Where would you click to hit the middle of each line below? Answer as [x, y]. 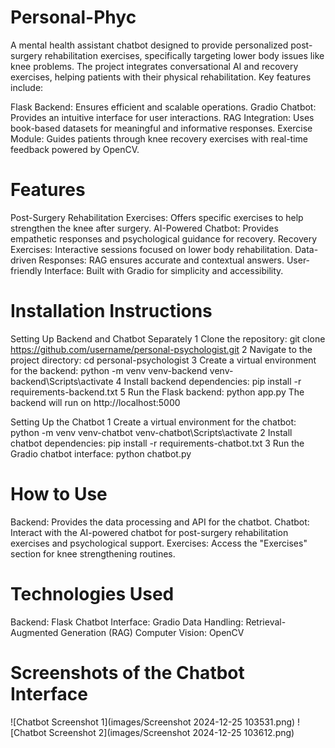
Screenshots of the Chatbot [127, 672]
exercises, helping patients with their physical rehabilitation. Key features [161, 77]
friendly [26, 270]
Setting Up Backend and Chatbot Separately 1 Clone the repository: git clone [168, 338]
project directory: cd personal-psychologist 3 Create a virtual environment [163, 360]
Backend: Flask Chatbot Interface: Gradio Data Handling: [127, 622]
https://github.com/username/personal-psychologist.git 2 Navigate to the [161, 349]
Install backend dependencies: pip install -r [212, 381]
